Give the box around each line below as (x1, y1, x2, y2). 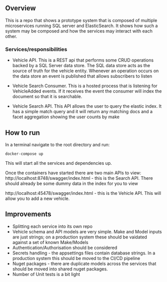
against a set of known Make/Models (12, 239, 89, 245)
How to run (5, 128, 40, 137)
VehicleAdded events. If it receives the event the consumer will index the (12, 88, 162, 94)
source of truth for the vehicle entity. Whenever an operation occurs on (12, 68, 159, 74)
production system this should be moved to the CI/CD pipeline (12, 255, 141, 261)
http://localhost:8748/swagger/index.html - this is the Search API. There (5, 175, 153, 181)
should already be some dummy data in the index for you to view (5, 180, 139, 186)
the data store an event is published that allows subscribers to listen (12, 73, 153, 79)
